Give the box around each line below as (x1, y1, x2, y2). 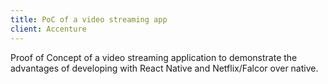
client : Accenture (10, 24, 87, 34)
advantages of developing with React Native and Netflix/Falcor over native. (10, 62, 319, 74)
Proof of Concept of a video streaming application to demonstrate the (10, 51, 298, 63)
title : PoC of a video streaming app (10, 14, 168, 25)
